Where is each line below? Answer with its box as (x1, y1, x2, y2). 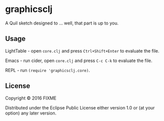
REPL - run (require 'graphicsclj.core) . (5, 67, 90, 73)
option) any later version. (5, 110, 56, 116)
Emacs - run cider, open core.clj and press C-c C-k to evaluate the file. (5, 57, 153, 63)
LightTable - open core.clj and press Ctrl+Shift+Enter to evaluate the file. (5, 47, 160, 53)
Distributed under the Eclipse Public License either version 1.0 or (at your (5, 104, 155, 110)
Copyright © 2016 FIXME (5, 95, 57, 101)
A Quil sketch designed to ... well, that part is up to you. (5, 20, 119, 26)
